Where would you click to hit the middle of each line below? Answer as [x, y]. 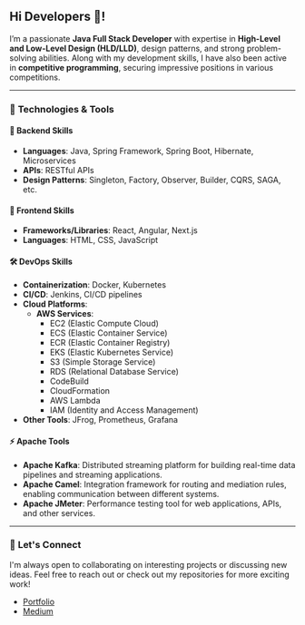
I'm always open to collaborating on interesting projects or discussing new [148, 564]
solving [23, 58]
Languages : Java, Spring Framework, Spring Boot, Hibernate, [138, 151]
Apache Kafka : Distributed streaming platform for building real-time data [159, 464]
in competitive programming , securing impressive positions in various [142, 67]
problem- [264, 48]
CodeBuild [69, 381]
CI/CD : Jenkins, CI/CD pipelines [82, 295]
